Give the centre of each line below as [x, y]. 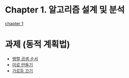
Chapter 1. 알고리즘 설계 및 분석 [65, 10]
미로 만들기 [22, 65]
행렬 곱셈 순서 [25, 59]
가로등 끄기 [22, 71]
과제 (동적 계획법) [37, 45]
